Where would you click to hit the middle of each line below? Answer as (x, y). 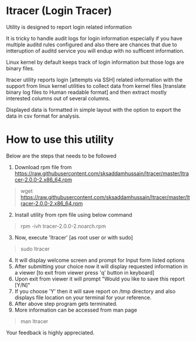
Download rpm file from (43, 167)
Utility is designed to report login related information (69, 27)
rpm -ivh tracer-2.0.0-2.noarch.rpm (63, 226)
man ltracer (34, 321)
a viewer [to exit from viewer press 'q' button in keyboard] (85, 272)
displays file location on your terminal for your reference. (83, 297)
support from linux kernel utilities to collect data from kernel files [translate (96, 85)
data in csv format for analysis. (43, 116)
